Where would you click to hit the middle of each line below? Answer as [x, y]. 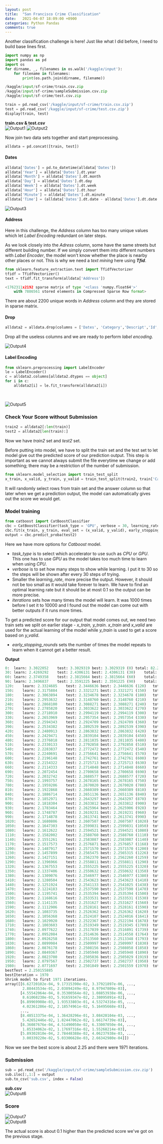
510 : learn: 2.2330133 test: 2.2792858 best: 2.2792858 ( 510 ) [76, 745]
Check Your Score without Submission [51, 417]
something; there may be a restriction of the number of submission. [72, 465]
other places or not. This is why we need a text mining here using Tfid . [76, 260]
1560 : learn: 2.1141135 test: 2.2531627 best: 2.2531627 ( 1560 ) [77, 903]
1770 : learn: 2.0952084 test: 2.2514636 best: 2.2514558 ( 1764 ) [77, 934]
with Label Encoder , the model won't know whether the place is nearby [76, 255]
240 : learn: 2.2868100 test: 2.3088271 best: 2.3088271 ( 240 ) [76, 704]
